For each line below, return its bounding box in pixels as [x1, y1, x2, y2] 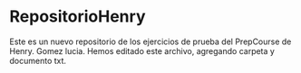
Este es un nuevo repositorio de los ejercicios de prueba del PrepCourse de [9, 36, 292, 47]
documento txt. [9, 55, 66, 66]
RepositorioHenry [9, 6, 146, 27]
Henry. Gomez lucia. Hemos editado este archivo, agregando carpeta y [9, 45, 275, 56]
